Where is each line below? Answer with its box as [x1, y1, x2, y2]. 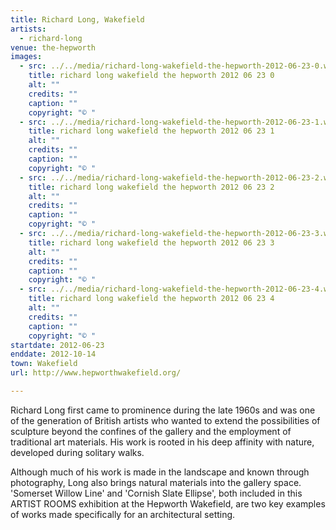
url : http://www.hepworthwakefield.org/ [10, 368, 182, 378]
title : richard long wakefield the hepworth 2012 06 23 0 [28, 71, 275, 81]
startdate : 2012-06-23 [10, 340, 105, 350]
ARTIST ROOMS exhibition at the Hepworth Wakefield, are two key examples [10, 497, 326, 510]
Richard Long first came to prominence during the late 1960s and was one [10, 404, 316, 416]
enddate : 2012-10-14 [10, 349, 97, 360]
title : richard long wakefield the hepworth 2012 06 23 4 [28, 294, 275, 304]
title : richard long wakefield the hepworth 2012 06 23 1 [28, 126, 275, 136]
